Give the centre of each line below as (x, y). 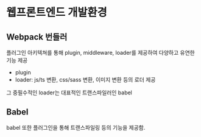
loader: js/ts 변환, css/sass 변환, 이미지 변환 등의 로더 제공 (85, 79)
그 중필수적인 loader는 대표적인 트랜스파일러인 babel (69, 93)
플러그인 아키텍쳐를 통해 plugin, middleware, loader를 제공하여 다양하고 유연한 (100, 53)
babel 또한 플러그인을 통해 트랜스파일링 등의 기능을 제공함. (76, 127)
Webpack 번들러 (37, 37)
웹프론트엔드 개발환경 (57, 12)
